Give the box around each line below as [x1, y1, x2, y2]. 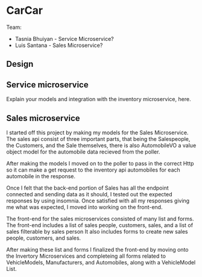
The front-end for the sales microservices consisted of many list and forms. [6, 215, 194, 222]
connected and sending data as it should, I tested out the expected [6, 190, 173, 198]
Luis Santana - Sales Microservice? [14, 42, 103, 49]
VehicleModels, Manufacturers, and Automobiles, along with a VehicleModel [6, 258, 196, 266]
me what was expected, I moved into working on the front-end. [6, 203, 163, 211]
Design [6, 59, 34, 69]
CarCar [6, 4, 43, 17]
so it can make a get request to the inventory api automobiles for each [6, 166, 181, 173]
